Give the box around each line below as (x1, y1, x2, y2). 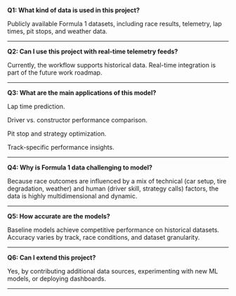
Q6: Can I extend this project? (7, 253, 96, 262)
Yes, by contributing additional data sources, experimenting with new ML (7, 267, 218, 275)
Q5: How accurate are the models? (7, 212, 110, 220)
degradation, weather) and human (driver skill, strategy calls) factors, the (7, 184, 219, 193)
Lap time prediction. (7, 102, 65, 110)
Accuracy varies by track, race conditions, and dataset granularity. (7, 233, 200, 241)
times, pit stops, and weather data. (7, 27, 107, 35)
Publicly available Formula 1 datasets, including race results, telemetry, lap (7, 20, 223, 27)
